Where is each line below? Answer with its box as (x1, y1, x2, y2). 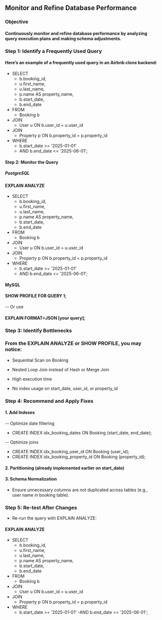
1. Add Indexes (5, 410, 35, 415)
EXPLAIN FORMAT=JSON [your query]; (5, 315, 86, 321)
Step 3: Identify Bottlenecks (5, 327, 72, 334)
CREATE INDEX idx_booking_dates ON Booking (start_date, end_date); (12, 430, 152, 435)
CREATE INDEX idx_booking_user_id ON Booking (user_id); (12, 448, 130, 454)
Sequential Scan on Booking (12, 357, 69, 363)
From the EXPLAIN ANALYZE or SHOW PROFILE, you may (5, 340, 142, 347)
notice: (5, 346, 22, 353)
